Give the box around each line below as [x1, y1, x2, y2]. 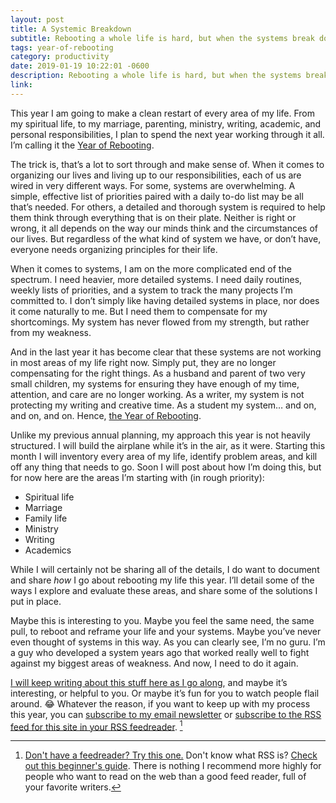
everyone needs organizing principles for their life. [10, 243, 218, 255]
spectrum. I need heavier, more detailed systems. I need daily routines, [10, 273, 303, 285]
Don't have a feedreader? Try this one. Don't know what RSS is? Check [24, 749, 318, 761]
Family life [24, 512, 68, 524]
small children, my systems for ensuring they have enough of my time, [10, 377, 300, 390]
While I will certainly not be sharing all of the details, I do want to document [10, 563, 320, 575]
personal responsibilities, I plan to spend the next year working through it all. [10, 128, 325, 140]
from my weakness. [10, 326, 92, 338]
